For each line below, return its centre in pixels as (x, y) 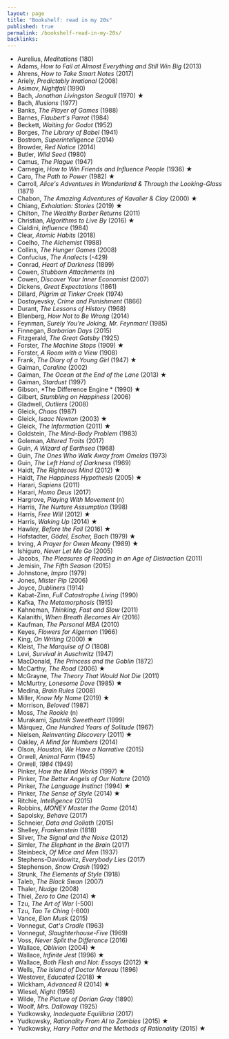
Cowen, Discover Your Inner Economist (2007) (83, 279)
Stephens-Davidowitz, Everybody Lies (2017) (81, 860)
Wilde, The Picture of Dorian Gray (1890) (75, 999)
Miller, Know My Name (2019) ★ (63, 698)
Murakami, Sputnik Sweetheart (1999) (71, 720)
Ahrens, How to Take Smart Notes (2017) (76, 74)
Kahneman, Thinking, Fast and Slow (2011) (78, 610)
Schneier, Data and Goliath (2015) (66, 823)
